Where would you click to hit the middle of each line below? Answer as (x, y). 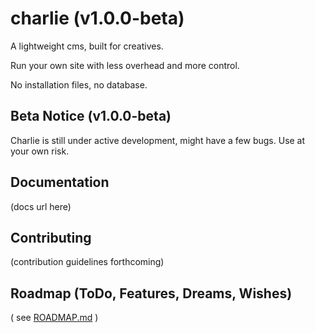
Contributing (51, 237)
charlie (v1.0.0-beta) (97, 18)
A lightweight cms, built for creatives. (87, 46)
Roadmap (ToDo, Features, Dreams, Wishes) (151, 293)
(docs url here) (41, 206)
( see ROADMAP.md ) (54, 318)
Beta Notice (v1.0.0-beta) (91, 116)
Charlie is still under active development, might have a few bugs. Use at (158, 140)
